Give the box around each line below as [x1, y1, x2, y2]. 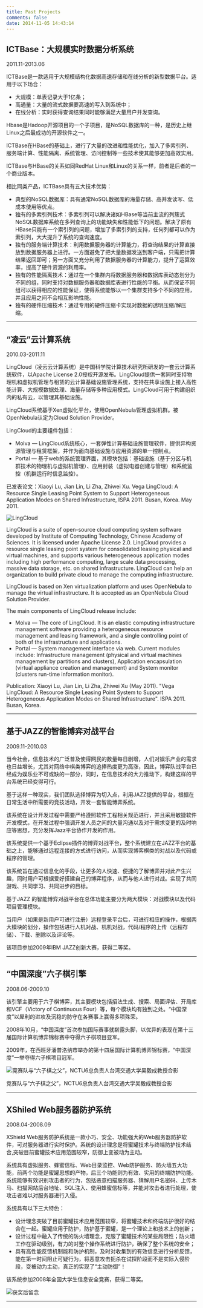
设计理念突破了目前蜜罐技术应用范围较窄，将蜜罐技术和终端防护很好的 [14, 1218, 190, 1225]
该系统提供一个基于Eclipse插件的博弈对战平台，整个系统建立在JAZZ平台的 [6, 839, 192, 847]
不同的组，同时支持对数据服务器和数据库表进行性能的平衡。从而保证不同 [14, 279, 195, 286]
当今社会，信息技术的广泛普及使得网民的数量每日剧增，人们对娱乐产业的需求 [6, 755, 197, 762]
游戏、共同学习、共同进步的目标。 [6, 882, 91, 890]
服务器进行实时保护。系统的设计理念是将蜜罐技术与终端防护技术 [27, 1141, 186, 1148]
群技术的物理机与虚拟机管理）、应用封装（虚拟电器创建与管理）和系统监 [14, 463, 193, 469]
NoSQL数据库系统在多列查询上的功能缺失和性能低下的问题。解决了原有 [14, 219, 192, 226]
